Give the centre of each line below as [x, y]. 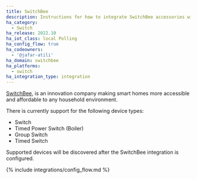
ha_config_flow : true [33, 44]
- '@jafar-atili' [33, 55]
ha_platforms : [23, 66]
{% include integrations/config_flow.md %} [58, 170]
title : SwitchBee [27, 11]
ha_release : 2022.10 [31, 33]
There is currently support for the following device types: [75, 111]
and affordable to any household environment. [62, 99]
